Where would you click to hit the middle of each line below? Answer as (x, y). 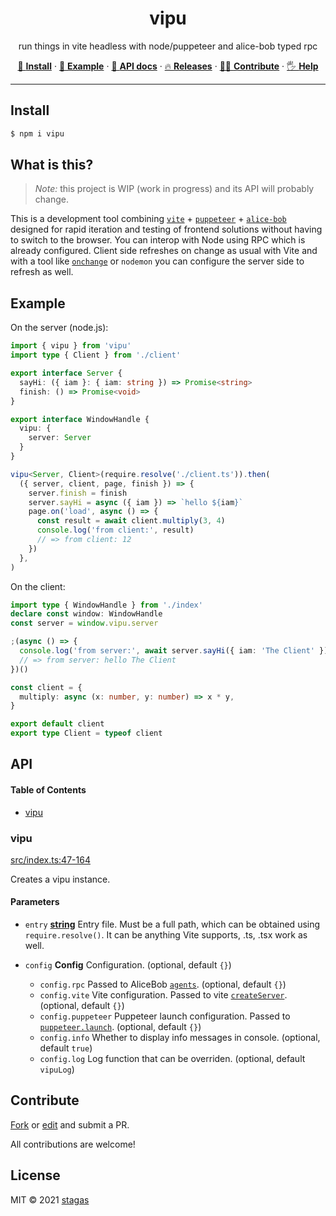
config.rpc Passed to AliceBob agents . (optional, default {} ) (163, 984)
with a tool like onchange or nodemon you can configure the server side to (157, 261)
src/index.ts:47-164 (50, 859)
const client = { (46, 687)
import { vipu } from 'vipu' (71, 346)
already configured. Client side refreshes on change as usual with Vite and (164, 251)
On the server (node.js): (59, 328)
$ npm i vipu (37, 133)
